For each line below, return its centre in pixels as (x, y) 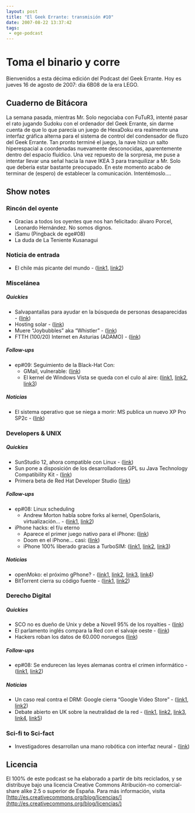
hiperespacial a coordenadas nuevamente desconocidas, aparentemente (94, 148)
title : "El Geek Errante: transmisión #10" (60, 17)
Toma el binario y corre (63, 62)
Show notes (28, 192)
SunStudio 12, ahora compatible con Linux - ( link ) (74, 462)
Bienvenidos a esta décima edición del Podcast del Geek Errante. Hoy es (94, 79)
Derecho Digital (29, 596)
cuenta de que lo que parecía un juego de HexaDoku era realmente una (92, 130)
